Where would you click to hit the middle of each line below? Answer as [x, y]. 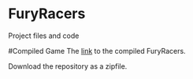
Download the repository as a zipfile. [68, 66]
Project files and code [44, 36]
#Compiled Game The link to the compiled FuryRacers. [97, 51]
